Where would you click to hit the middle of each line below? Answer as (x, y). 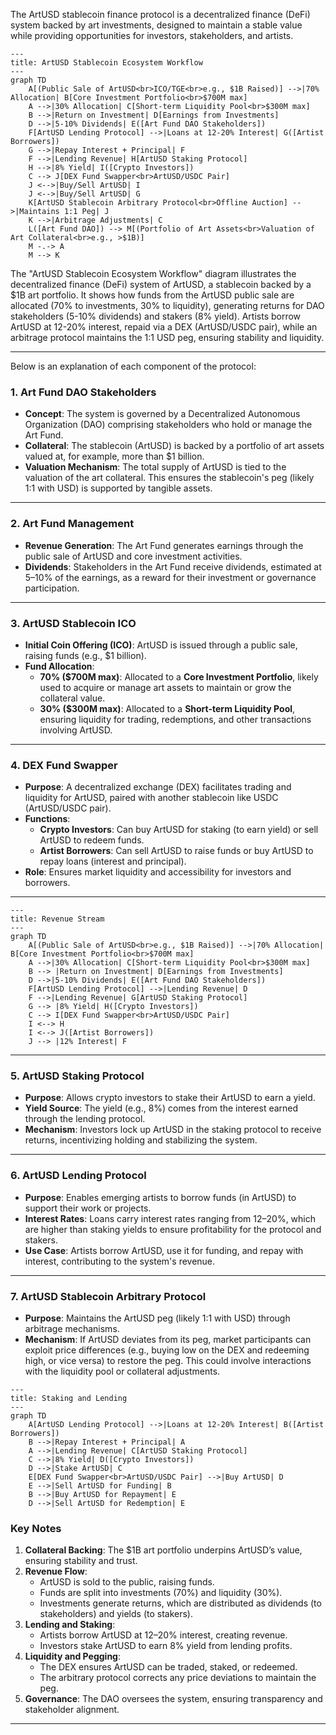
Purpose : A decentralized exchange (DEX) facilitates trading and (158, 787)
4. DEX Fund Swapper (64, 765)
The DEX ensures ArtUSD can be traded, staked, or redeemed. (168, 1667)
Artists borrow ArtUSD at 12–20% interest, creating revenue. (163, 1635)
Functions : (47, 819)
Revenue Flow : (56, 1571)
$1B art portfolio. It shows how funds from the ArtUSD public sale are (152, 295)
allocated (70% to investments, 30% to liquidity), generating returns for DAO (167, 305)
